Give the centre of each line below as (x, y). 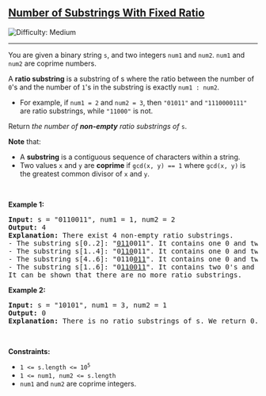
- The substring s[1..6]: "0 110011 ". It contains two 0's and (131, 267)
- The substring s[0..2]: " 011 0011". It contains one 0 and (127, 243)
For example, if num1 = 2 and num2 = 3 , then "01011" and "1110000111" (133, 102)
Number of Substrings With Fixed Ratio (106, 13)
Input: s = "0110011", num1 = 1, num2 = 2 (92, 219)
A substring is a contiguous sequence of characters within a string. (130, 157)
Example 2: (27, 290)
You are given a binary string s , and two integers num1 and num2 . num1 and (127, 55)
